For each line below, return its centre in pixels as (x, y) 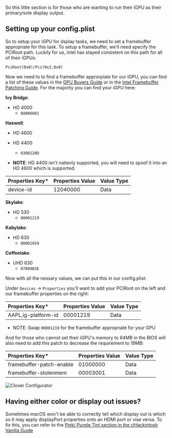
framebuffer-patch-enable (41, 364)
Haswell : (15, 123)
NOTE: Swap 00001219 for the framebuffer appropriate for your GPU (84, 328)
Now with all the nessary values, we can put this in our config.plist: (76, 278)
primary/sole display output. (35, 13)
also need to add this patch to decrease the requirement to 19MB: (74, 343)
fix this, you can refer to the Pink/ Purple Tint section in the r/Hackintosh (82, 425)
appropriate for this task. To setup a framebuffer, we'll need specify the (81, 47)
